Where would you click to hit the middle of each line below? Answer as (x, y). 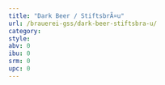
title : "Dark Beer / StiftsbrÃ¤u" (67, 16)
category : (25, 31)
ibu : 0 (19, 53)
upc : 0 (19, 69)
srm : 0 (19, 62)
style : (19, 38)
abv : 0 (19, 46)
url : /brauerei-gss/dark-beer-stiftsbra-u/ (83, 23)
